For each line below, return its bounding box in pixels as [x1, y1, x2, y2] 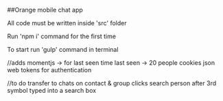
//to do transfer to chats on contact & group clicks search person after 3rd [7, 79, 217, 87]
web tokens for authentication [7, 66, 92, 74]
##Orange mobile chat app [7, 6, 84, 14]
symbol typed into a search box [7, 87, 97, 94]
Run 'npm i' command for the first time [7, 32, 117, 40]
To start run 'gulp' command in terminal [7, 46, 119, 53]
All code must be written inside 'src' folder [7, 19, 127, 27]
